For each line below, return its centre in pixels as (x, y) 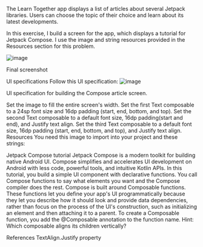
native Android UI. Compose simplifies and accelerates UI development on (99, 162)
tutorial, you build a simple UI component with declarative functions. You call (102, 174)
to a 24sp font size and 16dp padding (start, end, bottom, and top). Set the (99, 111)
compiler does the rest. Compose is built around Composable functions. (96, 187)
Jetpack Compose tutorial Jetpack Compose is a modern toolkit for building (101, 155)
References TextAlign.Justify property (54, 238)
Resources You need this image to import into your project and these (92, 137)
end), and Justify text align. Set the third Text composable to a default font (99, 124)
